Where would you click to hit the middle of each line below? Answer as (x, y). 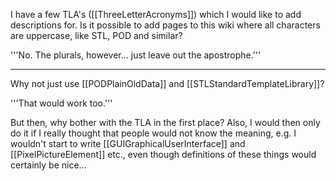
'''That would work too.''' (61, 103)
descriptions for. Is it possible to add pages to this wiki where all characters (165, 25)
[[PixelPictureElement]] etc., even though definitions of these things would (163, 154)
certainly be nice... (48, 165)
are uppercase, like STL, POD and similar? (96, 35)
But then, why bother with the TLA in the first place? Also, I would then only (165, 122)
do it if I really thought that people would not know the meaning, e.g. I (153, 133)
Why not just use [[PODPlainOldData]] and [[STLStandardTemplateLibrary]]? (167, 83)
